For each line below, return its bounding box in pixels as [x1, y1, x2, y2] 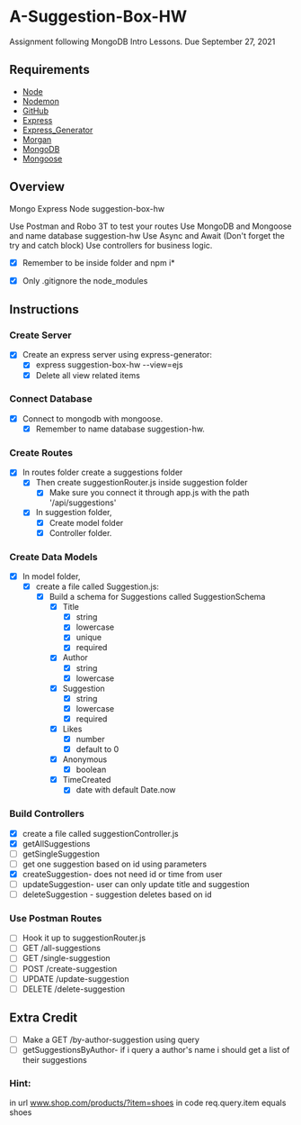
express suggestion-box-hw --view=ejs [35, 359, 183, 370]
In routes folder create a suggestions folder [22, 467, 183, 478]
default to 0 [75, 744, 120, 755]
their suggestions [22, 1054, 87, 1065]
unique [75, 632, 102, 643]
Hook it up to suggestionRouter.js [22, 932, 146, 943]
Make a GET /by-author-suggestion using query [22, 1034, 200, 1045]
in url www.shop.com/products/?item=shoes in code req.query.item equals [9, 1097, 287, 1108]
